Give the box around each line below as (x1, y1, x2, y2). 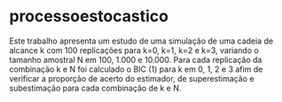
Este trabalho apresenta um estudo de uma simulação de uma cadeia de (9, 35, 273, 46)
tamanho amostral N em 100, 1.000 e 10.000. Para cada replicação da (9, 54, 262, 65)
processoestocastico (9, 6, 168, 27)
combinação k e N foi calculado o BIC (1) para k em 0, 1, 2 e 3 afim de (9, 64, 263, 75)
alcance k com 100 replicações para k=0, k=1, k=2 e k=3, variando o (9, 44, 259, 55)
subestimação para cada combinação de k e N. (9, 82, 182, 93)
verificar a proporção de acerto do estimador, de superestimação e (9, 73, 255, 83)
